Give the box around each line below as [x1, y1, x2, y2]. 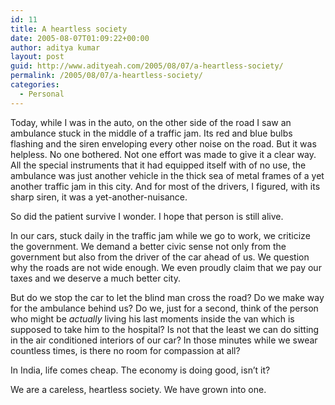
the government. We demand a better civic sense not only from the [10, 240, 287, 252]
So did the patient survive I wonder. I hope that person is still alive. [10, 210, 284, 222]
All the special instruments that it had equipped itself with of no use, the [10, 159, 307, 171]
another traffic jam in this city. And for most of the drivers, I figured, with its [10, 180, 321, 192]
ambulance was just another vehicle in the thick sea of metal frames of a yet [10, 169, 325, 181]
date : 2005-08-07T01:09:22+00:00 [10, 33, 150, 43]
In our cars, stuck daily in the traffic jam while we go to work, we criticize [10, 229, 311, 241]
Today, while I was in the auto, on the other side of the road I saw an [10, 116, 292, 128]
